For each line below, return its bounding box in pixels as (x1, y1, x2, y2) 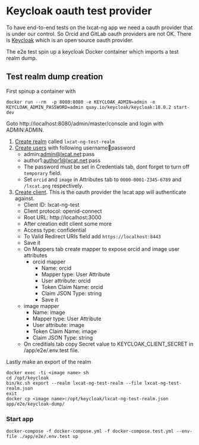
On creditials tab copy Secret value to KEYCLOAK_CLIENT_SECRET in (23, 340, 194, 347)
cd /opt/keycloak (6, 375, 49, 381)
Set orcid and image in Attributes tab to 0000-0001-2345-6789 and (23, 176, 182, 183)
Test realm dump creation (6, 71, 103, 82)
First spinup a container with (6, 88, 76, 95)
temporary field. (23, 169, 62, 176)
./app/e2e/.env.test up (19, 434, 78, 440)
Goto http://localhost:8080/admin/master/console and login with (6, 120, 164, 127)
